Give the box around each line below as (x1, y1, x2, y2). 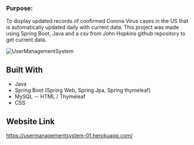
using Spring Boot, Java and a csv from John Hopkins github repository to (6, 30, 186, 37)
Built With (6, 65, 43, 75)
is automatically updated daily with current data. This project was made (6, 24, 179, 31)
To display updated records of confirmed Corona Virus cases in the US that (6, 18, 189, 25)
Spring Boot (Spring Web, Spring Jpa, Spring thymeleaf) (14, 87, 151, 94)
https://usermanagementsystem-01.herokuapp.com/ (6, 131, 133, 139)
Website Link (6, 116, 55, 126)
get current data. (6, 37, 47, 44)
